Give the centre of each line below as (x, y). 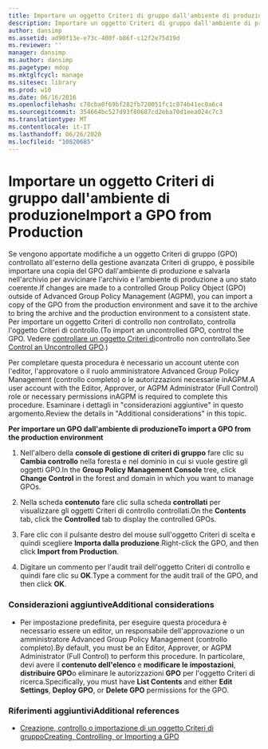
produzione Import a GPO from (110, 215)
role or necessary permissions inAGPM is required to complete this (118, 396)
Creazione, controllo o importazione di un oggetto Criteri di (116, 728)
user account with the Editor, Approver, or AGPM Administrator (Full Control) (134, 388)
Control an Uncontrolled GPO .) (58, 347)
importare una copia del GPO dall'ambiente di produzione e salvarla (119, 271)
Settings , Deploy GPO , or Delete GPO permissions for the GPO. (124, 690)
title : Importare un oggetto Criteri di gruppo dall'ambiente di (119, 16)
